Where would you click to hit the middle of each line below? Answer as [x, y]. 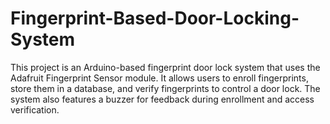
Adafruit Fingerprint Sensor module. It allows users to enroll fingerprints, [159, 78]
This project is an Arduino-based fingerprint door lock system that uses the [165, 67]
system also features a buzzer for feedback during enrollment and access [162, 99]
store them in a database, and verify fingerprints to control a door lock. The [165, 88]
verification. [35, 109]
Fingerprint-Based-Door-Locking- [155, 18]
